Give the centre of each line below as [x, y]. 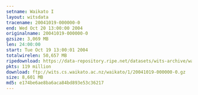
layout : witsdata [27, 17]
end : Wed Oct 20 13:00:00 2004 [44, 28]
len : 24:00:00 [24, 45]
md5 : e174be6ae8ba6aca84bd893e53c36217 [55, 83]
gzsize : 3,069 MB [27, 39]
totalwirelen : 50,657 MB [37, 55]
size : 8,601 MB [25, 77]
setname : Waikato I [30, 12]
